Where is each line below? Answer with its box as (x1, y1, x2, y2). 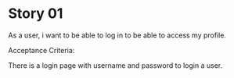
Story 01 (8, 5, 63, 23)
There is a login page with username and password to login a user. (8, 60, 223, 70)
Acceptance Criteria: (8, 45, 75, 55)
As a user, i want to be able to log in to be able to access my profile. (8, 30, 227, 40)
